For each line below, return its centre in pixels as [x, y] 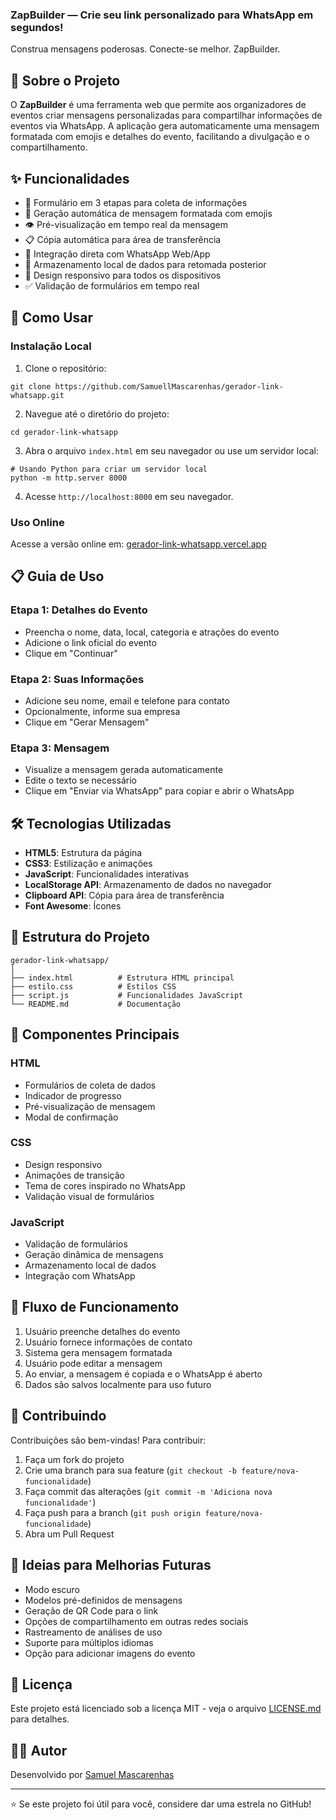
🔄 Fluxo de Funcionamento [95, 1307]
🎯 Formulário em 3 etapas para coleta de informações [136, 202]
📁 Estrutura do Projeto [80, 937]
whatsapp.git [37, 395]
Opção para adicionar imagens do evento [110, 1653]
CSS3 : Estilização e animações [88, 863]
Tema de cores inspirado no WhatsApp [105, 1185]
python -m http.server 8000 [69, 478]
